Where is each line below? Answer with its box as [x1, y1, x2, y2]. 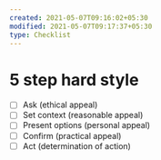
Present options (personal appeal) [22, 120, 151, 131]
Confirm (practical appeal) [22, 130, 122, 141]
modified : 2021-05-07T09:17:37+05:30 [9, 22, 153, 31]
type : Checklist [9, 30, 71, 39]
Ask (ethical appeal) [22, 99, 98, 110]
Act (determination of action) [22, 140, 132, 151]
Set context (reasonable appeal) [22, 110, 144, 121]
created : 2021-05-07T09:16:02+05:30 [9, 13, 148, 23]
